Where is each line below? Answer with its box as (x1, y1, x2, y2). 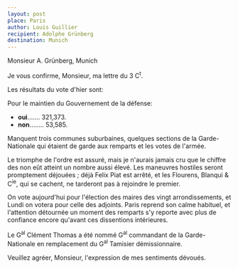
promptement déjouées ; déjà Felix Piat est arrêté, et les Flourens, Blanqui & (7, 170, 229, 179)
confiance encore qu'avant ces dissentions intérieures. (7, 216, 168, 224)
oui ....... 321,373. (17, 112, 67, 121)
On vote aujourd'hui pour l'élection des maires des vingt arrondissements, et (7, 193, 232, 201)
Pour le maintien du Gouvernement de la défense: (7, 99, 153, 107)
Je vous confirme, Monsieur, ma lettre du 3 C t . (7, 70, 144, 80)
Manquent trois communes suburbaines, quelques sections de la (7, 134, 198, 142)
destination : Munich (7, 37, 69, 44)
